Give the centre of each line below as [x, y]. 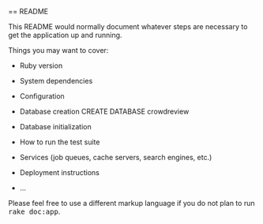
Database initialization [56, 127]
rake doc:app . [34, 211]
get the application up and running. [65, 35]
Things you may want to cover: [58, 50]
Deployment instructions [60, 172]
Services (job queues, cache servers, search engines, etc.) [116, 157]
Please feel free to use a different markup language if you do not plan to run [131, 203]
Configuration [42, 96]
